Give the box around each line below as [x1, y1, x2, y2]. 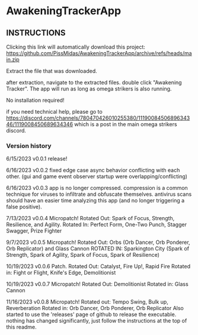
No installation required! [6, 96, 65, 104]
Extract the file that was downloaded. [6, 67, 98, 75]
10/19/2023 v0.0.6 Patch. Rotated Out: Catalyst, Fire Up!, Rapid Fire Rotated [6, 263, 191, 270]
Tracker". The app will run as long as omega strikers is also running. [6, 85, 172, 92]
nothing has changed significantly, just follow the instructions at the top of [6, 317, 187, 324]
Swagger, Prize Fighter [6, 227, 62, 234]
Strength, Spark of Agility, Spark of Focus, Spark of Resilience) [6, 252, 160, 259]
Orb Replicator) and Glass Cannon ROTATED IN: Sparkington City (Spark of [6, 245, 190, 252]
